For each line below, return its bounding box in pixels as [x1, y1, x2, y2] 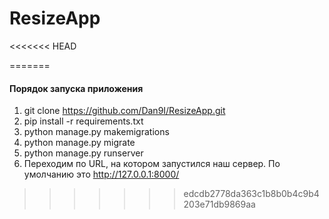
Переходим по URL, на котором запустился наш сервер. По [23, 158, 281, 170]
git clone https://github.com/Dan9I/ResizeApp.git [23, 105, 226, 117]
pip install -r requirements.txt [23, 115, 144, 127]
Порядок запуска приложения [9, 82, 144, 94]
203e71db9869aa [183, 198, 256, 211]
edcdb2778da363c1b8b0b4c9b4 [183, 188, 320, 200]
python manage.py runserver [23, 147, 144, 159]
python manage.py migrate [23, 137, 136, 149]
